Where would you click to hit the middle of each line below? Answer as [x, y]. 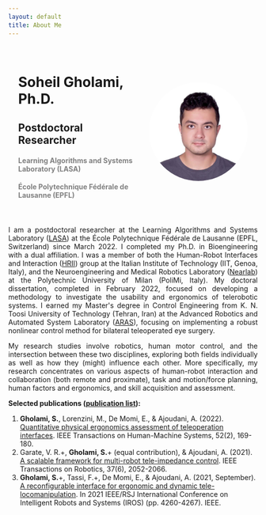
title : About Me [35, 25]
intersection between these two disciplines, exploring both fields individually [133, 354]
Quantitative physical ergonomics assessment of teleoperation [122, 426]
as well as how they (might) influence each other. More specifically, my [133, 362]
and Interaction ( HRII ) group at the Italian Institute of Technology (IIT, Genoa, [133, 263]
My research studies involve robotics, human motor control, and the [133, 346]
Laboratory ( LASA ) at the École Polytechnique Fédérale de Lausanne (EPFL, [133, 238]
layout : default [35, 17]
